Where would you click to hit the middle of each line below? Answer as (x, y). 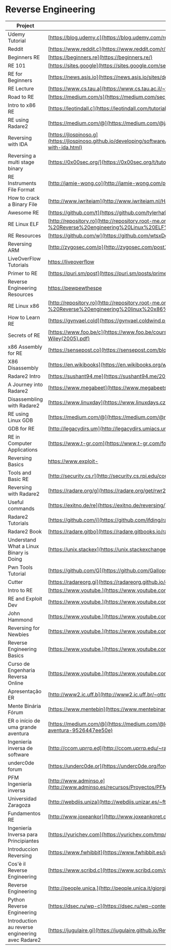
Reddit (16, 49)
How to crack (24, 198)
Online (16, 683)
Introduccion (23, 849)
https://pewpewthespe (75, 288)
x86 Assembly (25, 347)
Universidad (22, 799)
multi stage (21, 162)
